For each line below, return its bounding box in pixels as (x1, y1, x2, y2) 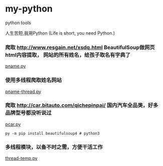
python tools (5, 20, 31, 26)
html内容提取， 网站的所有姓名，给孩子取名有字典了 (5, 51, 131, 58)
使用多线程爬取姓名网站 (5, 76, 62, 84)
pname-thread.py (5, 89, 42, 95)
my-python (5, 3, 53, 15)
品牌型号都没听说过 (5, 109, 52, 116)
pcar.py (5, 121, 21, 127)
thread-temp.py (5, 155, 38, 161)
